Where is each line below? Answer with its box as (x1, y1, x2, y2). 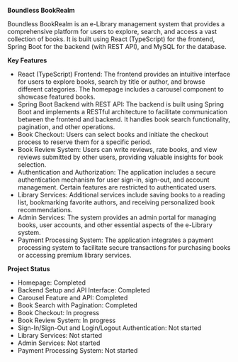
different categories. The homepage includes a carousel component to (17, 85, 225, 93)
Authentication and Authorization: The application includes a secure (17, 168, 216, 176)
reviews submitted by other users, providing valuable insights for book (17, 153, 223, 161)
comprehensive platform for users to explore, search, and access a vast (7, 28, 217, 35)
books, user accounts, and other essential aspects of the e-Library (17, 221, 212, 229)
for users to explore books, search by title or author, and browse (17, 77, 205, 86)
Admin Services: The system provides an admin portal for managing (17, 213, 217, 221)
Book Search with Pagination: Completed (17, 301, 138, 309)
